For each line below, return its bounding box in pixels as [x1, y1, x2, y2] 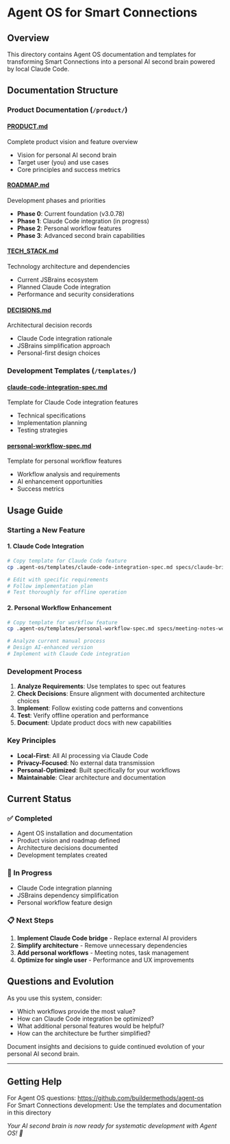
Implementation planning [16, 419, 88, 427]
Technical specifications [16, 411, 86, 419]
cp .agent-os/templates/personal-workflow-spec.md [7, 625, 155, 632]
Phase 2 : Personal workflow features [16, 224, 122, 232]
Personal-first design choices [16, 349, 101, 357]
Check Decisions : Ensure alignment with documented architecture [16, 690, 205, 698]
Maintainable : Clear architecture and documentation [16, 773, 166, 781]
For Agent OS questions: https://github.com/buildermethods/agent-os [7, 1094, 204, 1102]
